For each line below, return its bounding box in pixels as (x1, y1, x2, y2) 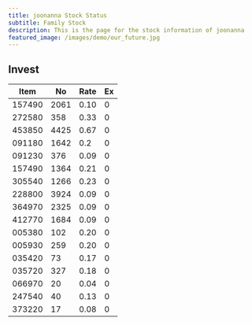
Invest (8, 62, 39, 76)
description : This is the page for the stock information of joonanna (8, 26, 245, 34)
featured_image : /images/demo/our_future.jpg (8, 33, 160, 42)
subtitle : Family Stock (8, 19, 87, 27)
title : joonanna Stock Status (8, 11, 108, 20)
